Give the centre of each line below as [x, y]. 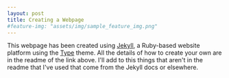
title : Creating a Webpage [46, 20]
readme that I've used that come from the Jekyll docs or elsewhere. [103, 67]
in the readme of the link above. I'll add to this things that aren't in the [105, 60]
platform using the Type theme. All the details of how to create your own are [114, 53]
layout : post [26, 13]
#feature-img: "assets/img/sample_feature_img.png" [82, 26]
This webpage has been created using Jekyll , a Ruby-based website [104, 46]
